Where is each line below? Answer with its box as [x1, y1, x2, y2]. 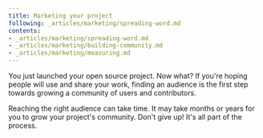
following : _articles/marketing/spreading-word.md [8, 19, 181, 27]
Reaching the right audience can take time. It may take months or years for [8, 103, 255, 113]
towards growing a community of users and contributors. [8, 88, 196, 97]
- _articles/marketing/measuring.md [8, 49, 131, 57]
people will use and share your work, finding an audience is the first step [8, 79, 249, 89]
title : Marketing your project [8, 11, 113, 20]
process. [8, 121, 38, 130]
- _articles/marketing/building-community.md [8, 42, 163, 50]
